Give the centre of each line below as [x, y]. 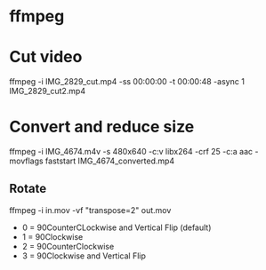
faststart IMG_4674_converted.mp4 [110, 161]
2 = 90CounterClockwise [68, 246]
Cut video [46, 57]
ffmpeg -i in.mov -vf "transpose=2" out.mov [90, 210]
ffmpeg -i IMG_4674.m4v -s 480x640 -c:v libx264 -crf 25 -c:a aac [131, 152]
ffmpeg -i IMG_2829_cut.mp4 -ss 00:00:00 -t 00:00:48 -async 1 [127, 82]
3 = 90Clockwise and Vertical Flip [84, 256]
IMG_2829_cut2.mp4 [48, 91]
